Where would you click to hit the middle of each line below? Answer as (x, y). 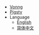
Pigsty (16, 12)
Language (19, 17)
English (24, 22)
